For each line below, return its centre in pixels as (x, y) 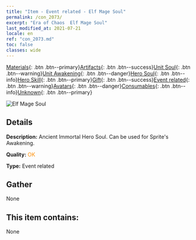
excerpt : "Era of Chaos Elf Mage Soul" (57, 23)
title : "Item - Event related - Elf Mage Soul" (66, 12)
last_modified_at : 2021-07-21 (44, 28)
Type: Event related (30, 166)
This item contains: (42, 217)
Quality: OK (21, 154)
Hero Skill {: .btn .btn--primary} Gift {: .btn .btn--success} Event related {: (104, 79)
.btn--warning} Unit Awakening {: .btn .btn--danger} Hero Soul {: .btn (88, 73)
